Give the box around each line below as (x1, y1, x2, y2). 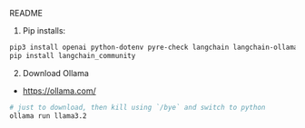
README (9, 8, 44, 18)
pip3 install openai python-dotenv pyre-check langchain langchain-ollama (9, 43, 299, 52)
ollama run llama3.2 (9, 111, 88, 121)
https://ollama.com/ (22, 85, 97, 96)
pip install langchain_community (9, 51, 136, 60)
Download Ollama (22, 67, 89, 78)
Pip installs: (22, 25, 66, 35)
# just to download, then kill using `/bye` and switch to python (9, 103, 266, 112)
